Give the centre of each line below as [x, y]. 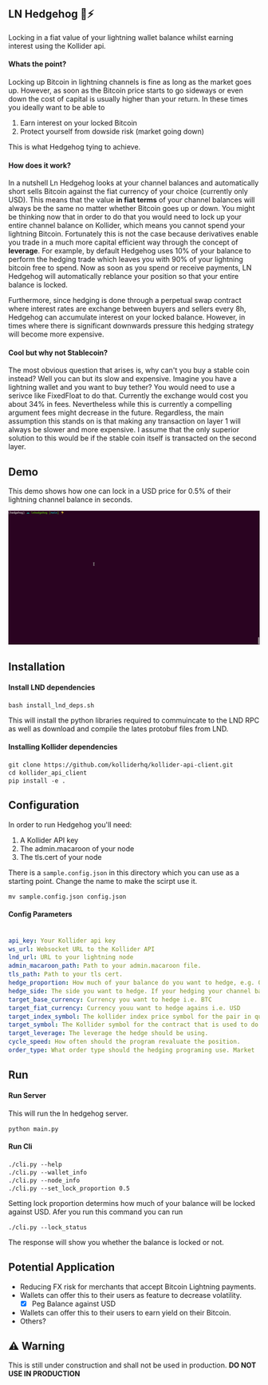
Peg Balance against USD [74, 1303]
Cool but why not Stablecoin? [58, 352]
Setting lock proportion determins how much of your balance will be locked [132, 1203]
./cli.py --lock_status [48, 1227]
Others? [33, 1321]
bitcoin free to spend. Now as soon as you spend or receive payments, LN [130, 268]
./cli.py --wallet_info [48, 1172]
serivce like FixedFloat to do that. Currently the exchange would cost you [128, 396]
